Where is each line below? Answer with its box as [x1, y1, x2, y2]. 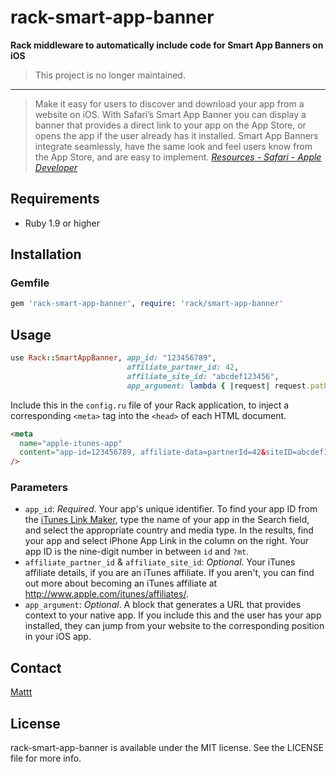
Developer [34, 161, 78, 173]
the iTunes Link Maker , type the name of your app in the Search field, [24, 514, 310, 526]
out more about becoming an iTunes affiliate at [24, 577, 218, 590]
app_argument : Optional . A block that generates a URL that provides [24, 599, 302, 611]
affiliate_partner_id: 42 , [126, 362, 240, 372]
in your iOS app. [24, 631, 92, 643]
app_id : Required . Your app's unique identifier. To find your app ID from [24, 503, 318, 515]
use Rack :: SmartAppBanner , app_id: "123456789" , [10, 353, 217, 363]
